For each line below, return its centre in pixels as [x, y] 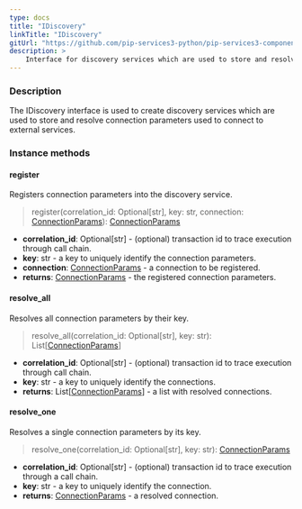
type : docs [30, 18]
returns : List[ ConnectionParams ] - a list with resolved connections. [147, 391]
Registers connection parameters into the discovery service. [121, 195]
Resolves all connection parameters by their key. [99, 318]
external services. [43, 130]
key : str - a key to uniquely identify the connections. [119, 382]
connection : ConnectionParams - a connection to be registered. [141, 268]
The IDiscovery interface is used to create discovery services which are [142, 111]
